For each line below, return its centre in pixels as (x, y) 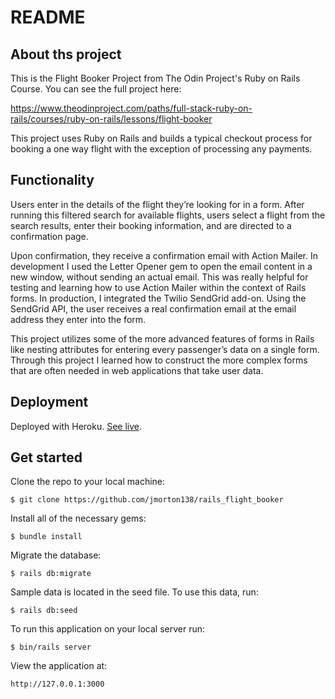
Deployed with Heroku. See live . (76, 426)
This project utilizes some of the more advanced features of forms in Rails (162, 338)
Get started (46, 457)
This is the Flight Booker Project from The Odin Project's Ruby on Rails (155, 78)
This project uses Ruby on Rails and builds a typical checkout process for (161, 138)
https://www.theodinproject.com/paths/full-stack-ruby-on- (131, 108)
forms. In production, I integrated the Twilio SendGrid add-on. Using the (158, 298)
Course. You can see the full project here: (96, 89)
